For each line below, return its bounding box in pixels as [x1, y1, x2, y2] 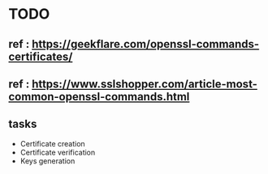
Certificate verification [19, 147, 96, 157]
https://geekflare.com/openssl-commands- [31, 37, 260, 51]
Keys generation [19, 155, 76, 166]
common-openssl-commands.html [8, 90, 190, 104]
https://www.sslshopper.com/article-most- [31, 77, 258, 91]
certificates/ [8, 49, 73, 63]
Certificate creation [19, 138, 85, 148]
